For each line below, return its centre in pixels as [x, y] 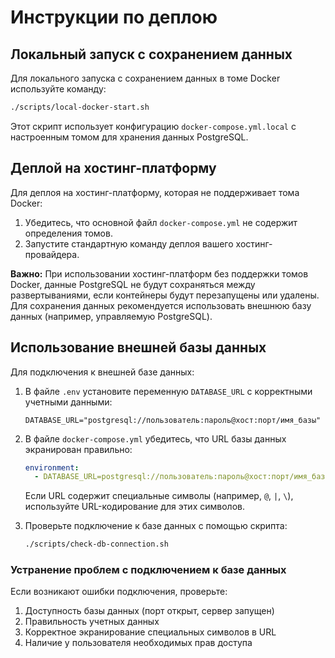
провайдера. [52, 254]
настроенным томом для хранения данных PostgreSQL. [129, 137]
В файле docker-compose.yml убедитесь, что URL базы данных [155, 438]
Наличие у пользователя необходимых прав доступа [138, 643]
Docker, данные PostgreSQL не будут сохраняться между [133, 284]
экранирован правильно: [78, 449]
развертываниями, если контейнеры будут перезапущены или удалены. [165, 295]
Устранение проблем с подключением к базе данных [148, 570]
